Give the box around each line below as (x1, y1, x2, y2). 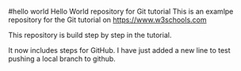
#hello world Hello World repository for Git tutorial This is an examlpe (8, 7, 234, 16)
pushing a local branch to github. (8, 54, 117, 63)
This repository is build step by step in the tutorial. (8, 31, 172, 39)
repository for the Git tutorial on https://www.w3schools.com (8, 15, 207, 24)
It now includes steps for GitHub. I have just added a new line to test (8, 46, 231, 54)
